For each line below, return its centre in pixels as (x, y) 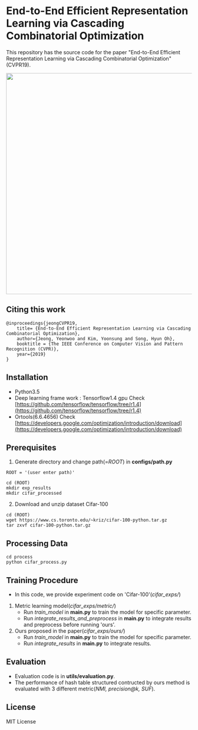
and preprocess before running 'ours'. (70, 624)
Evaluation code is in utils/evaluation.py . (65, 676)
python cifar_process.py (37, 562)
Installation (27, 378)
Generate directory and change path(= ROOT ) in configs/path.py (93, 462)
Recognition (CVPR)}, (33, 349)
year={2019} (31, 354)
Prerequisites (31, 447)
